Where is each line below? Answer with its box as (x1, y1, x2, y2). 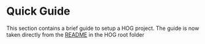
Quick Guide (6, 4, 70, 18)
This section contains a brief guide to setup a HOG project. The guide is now (6, 24, 199, 32)
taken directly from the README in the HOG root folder (6, 31, 145, 38)
